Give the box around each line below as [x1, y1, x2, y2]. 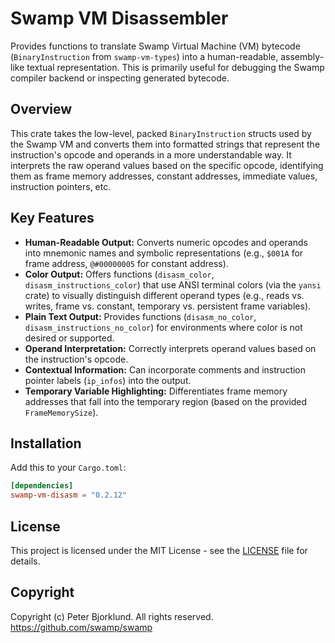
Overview [10, 101, 73, 118]
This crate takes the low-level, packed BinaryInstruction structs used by [10, 127, 312, 139]
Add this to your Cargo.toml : [10, 462, 127, 474]
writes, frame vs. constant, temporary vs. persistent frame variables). [24, 300, 312, 312]
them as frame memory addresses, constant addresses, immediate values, [10, 170, 318, 182]
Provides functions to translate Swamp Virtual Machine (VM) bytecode [10, 40, 301, 52]
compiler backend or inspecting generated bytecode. [10, 72, 230, 84]
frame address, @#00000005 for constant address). [24, 257, 229, 269]
